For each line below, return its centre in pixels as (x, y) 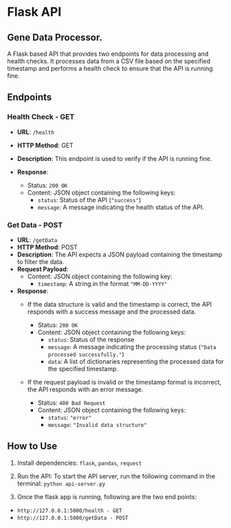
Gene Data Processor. (55, 37)
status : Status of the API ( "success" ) (89, 199)
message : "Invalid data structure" (98, 424)
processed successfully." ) (86, 354)
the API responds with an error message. (85, 389)
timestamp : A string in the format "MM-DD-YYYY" (102, 283)
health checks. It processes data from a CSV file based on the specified (109, 61)
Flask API (34, 12)
